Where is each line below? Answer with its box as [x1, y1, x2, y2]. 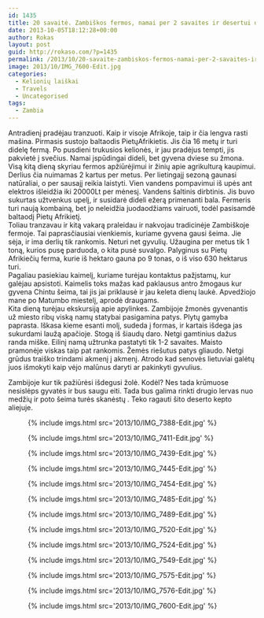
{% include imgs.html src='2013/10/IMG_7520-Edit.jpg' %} [27, 525, 218, 534]
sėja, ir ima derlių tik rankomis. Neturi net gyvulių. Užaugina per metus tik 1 [8, 237, 250, 246]
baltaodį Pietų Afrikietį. [8, 212, 82, 221]
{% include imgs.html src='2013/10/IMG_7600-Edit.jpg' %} [27, 601, 218, 610]
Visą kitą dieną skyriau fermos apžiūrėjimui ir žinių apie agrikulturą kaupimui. [8, 162, 256, 171]
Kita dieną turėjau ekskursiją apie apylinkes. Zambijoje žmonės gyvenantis [8, 304, 248, 313]
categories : [8, 70, 47, 78]
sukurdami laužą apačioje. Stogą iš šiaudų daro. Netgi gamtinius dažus [8, 329, 237, 339]
